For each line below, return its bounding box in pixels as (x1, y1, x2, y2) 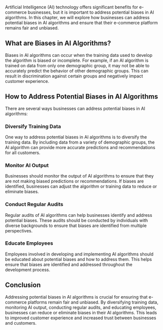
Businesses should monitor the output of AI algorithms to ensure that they (5, 173, 154, 179)
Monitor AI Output (5, 162, 49, 169)
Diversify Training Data (5, 123, 61, 129)
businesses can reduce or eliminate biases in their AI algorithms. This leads (5, 309, 157, 315)
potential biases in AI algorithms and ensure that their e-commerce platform (5, 20, 158, 25)
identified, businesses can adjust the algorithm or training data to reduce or (5, 183, 157, 189)
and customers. (5, 320, 37, 326)
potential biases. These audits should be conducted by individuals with (5, 217, 148, 223)
